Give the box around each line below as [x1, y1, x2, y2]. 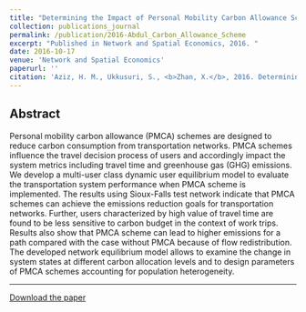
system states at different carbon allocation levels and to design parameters [9, 256, 295, 267]
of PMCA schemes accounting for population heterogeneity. [9, 266, 235, 277]
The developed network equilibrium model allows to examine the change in [9, 247, 291, 257]
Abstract [9, 106, 61, 122]
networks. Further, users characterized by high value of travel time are [9, 207, 274, 218]
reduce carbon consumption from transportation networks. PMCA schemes [9, 140, 293, 151]
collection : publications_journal [9, 22, 141, 31]
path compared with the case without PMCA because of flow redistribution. [9, 237, 292, 247]
